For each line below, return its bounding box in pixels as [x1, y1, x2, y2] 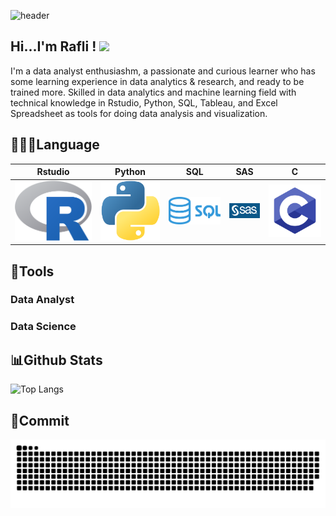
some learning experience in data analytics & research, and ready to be [10, 75, 305, 87]
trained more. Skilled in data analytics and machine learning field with [10, 86, 297, 98]
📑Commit [10, 412, 70, 429]
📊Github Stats [10, 351, 103, 369]
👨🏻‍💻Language [10, 136, 100, 154]
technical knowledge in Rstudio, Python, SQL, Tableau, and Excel [10, 96, 278, 109]
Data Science [10, 320, 77, 334]
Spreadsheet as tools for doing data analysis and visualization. [10, 107, 268, 119]
